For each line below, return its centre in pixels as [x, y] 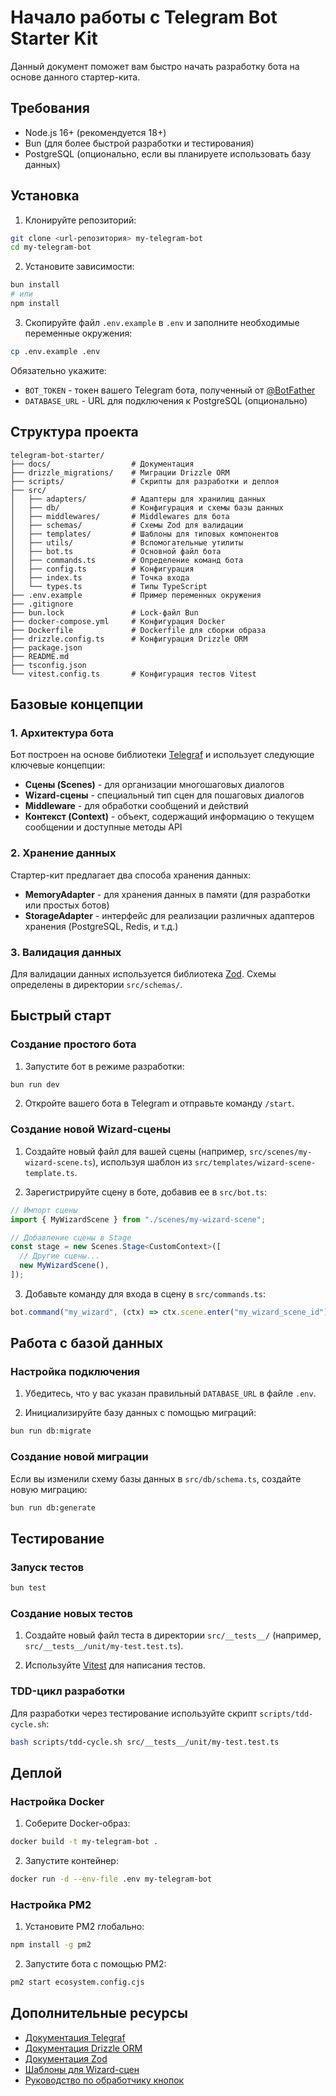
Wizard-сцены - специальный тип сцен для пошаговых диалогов [164, 795]
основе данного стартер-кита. [75, 77]
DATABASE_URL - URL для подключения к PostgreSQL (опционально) [166, 400]
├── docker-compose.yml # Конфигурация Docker [118, 621]
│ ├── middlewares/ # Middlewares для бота [120, 516]
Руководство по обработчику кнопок [104, 2080]
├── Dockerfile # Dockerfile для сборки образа [138, 630]
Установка [45, 196]
